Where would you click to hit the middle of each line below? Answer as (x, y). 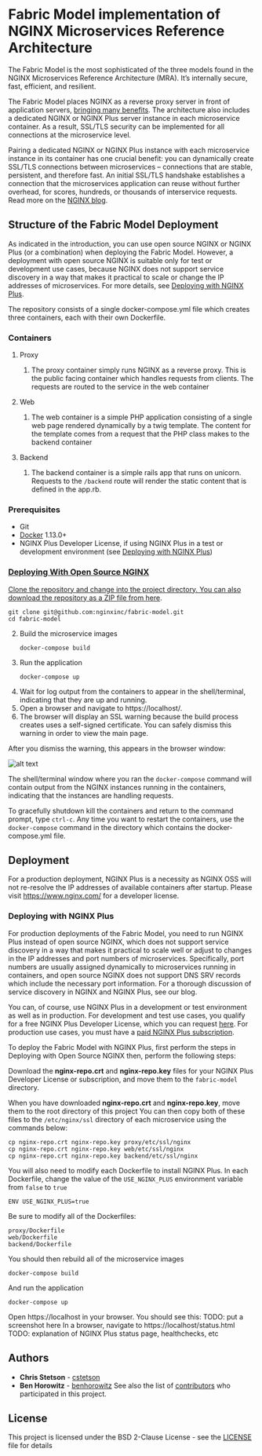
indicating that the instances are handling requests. (91, 796)
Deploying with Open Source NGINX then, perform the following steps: (122, 1055)
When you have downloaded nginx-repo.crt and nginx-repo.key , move (124, 1103)
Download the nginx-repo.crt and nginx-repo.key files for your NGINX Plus (131, 1070)
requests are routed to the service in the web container (120, 387)
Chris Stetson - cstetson (60, 1377)
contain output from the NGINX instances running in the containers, (117, 787)
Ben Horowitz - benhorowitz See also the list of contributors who (125, 1385)
